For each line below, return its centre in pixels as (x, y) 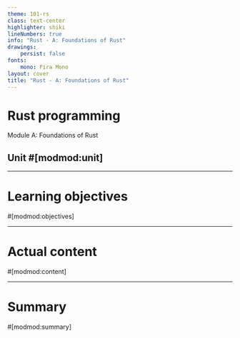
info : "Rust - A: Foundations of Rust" (67, 41)
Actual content (52, 252)
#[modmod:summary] (39, 327)
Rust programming (64, 116)
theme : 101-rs (29, 14)
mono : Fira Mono (45, 67)
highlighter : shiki (36, 27)
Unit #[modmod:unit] (55, 158)
